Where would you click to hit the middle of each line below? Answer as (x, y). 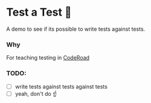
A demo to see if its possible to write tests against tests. (76, 29)
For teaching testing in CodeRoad (48, 58)
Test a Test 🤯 (39, 12)
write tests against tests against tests (61, 86)
